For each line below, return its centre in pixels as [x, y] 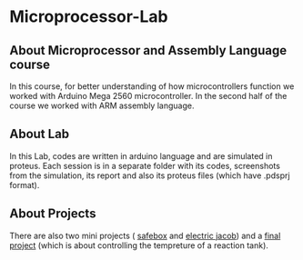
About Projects [53, 214]
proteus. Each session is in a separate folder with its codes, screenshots [145, 165]
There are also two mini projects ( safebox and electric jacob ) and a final [145, 235]
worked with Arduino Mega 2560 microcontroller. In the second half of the [148, 96]
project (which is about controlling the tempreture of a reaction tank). [139, 245]
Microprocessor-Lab [89, 17]
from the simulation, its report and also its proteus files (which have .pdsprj [150, 175]
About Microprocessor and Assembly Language [148, 50]
